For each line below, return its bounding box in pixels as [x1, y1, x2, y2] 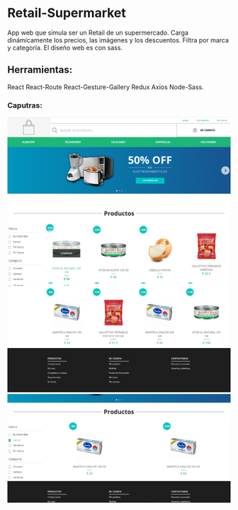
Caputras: [7, 100, 42, 110]
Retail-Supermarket [7, 5, 126, 21]
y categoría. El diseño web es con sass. [7, 43, 123, 52]
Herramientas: [7, 64, 73, 76]
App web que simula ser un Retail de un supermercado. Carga [7, 28, 189, 37]
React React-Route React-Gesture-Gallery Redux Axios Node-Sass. [7, 83, 204, 91]
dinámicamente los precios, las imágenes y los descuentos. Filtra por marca [7, 35, 229, 44]
